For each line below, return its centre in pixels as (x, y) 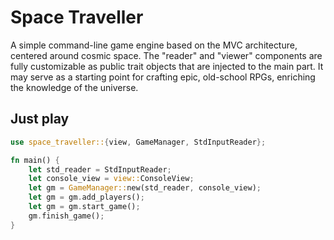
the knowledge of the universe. (74, 87)
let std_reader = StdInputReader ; (100, 169)
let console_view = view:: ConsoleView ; (111, 179)
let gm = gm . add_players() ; (86, 197)
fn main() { (35, 160)
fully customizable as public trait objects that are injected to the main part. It (167, 66)
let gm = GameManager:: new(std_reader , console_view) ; (145, 188)
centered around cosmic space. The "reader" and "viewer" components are (166, 55)
